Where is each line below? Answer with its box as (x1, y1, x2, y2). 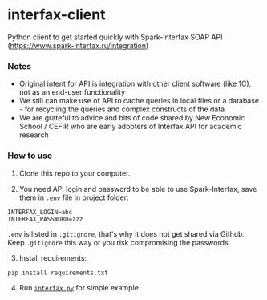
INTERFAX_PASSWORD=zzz (7, 215, 83, 223)
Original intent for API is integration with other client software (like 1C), (18, 79, 252, 89)
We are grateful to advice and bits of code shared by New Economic (18, 113, 245, 123)
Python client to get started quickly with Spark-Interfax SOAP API (7, 32, 223, 42)
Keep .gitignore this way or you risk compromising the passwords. (7, 237, 231, 247)
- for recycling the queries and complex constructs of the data (18, 104, 225, 114)
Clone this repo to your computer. (18, 168, 131, 178)
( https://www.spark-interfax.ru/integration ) (7, 40, 149, 50)
